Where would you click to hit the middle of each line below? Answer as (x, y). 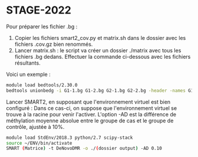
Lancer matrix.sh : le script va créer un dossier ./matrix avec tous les (98, 50)
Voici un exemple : (29, 74)
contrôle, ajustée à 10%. (35, 126)
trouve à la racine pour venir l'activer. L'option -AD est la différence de (91, 114)
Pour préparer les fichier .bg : (42, 26)
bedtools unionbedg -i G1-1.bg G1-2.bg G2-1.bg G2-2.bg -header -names (96, 91)
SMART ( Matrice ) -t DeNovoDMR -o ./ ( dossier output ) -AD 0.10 (84, 148)
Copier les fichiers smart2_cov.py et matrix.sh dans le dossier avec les (100, 38)
